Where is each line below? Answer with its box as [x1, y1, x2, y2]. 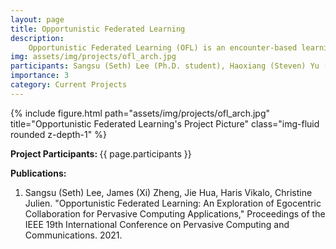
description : [10, 33, 65, 43]
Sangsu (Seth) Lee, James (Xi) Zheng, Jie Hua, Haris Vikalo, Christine [24, 186, 313, 198]
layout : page [10, 14, 65, 25]
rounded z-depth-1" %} [10, 128, 107, 140]
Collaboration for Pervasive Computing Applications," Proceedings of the [24, 207, 326, 220]
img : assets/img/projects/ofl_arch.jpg [10, 52, 177, 62]
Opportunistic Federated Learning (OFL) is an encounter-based [28, 42, 298, 53]
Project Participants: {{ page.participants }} [10, 147, 192, 160]
